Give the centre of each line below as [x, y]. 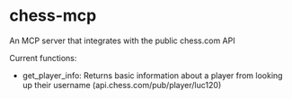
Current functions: [43, 58]
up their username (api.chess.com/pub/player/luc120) [122, 85]
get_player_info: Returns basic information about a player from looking [152, 75]
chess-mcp [53, 16]
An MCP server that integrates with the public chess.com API [122, 40]
